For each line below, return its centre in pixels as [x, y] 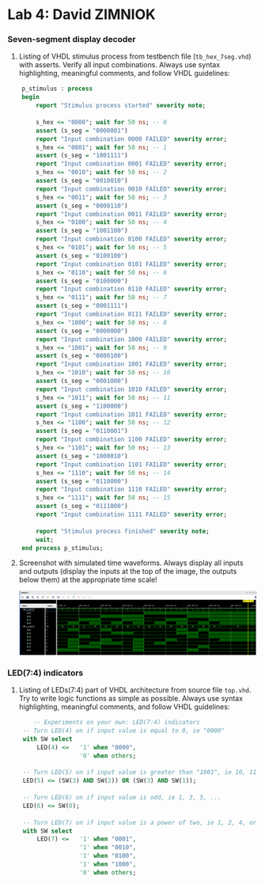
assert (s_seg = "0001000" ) [82, 381]
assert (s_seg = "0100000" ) [82, 281]
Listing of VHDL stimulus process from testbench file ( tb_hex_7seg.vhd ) [135, 56]
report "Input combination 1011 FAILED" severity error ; [131, 414]
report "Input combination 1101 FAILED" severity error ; [131, 465]
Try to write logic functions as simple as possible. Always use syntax [131, 699]
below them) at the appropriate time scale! [88, 580]
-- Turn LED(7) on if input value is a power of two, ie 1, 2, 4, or [140, 822]
